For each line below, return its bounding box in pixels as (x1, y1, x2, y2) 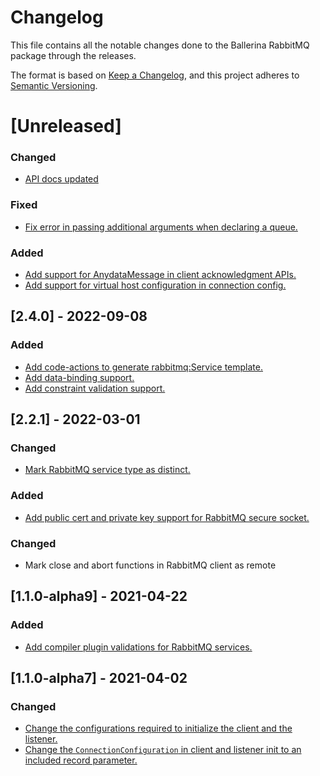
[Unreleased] (10, 115, 122, 138)
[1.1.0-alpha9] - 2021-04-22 (10, 588, 188, 605)
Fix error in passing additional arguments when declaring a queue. (24, 221, 298, 233)
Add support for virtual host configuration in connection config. (24, 279, 287, 291)
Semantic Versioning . (10, 79, 98, 91)
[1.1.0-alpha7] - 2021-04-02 (10, 670, 188, 687)
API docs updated (24, 173, 99, 185)
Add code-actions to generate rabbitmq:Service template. (24, 361, 263, 373)
